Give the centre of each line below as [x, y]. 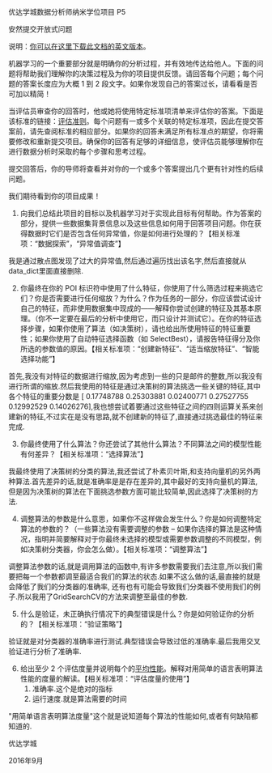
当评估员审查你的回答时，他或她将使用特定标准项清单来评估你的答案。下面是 [136, 111]
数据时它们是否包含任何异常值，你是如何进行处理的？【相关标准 [134, 234]
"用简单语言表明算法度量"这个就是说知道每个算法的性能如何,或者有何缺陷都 [134, 716]
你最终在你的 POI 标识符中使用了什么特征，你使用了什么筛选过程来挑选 [138, 288]
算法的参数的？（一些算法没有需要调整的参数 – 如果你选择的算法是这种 [137, 529]
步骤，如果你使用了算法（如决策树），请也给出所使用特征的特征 [132, 329]
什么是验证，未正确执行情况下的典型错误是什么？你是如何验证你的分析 [137, 614]
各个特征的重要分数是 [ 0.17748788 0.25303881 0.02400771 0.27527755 [129, 396]
